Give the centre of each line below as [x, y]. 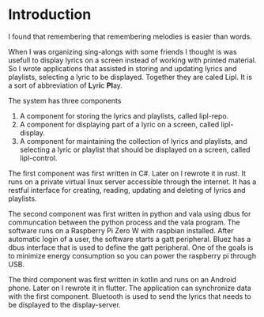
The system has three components [65, 100]
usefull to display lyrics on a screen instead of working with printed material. [132, 60]
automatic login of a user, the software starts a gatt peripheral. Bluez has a [130, 239]
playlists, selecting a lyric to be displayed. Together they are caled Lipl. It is [130, 77]
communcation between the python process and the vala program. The [124, 222]
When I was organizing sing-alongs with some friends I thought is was [123, 51]
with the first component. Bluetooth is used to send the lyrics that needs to [130, 296]
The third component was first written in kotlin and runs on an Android [123, 279]
